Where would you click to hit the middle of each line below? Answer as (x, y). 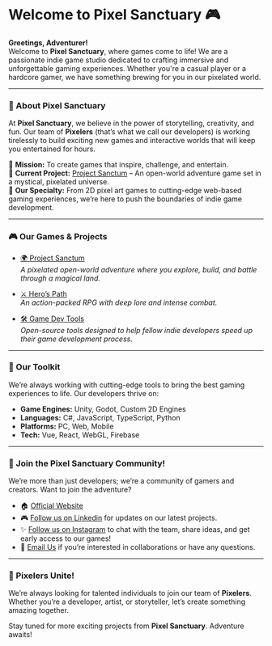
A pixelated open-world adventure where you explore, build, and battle (138, 269)
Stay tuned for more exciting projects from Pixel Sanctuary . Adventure (126, 626)
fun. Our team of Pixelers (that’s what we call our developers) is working (130, 132)
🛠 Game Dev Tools (52, 319)
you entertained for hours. (52, 149)
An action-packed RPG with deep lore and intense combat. (119, 302)
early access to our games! (66, 538)
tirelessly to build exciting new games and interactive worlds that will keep (132, 141)
